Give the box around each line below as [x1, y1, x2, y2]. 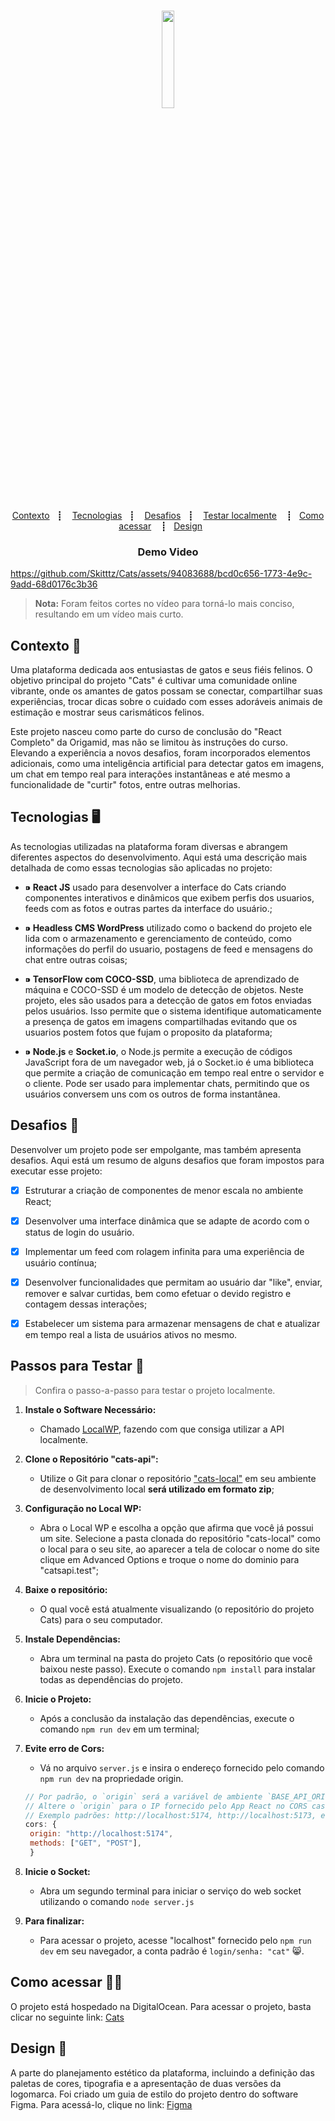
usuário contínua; [24, 1256, 98, 1269]
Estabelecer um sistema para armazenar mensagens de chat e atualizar [24, 1317, 321, 1329]
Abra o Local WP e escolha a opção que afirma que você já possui [39, 1521, 314, 1534]
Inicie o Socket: [24, 1865, 91, 1877]
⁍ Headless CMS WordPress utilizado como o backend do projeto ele [24, 921, 313, 934]
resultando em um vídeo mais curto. [34, 608, 184, 620]
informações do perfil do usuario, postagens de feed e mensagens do [24, 943, 313, 955]
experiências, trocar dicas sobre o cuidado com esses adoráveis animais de [10, 696, 323, 708]
